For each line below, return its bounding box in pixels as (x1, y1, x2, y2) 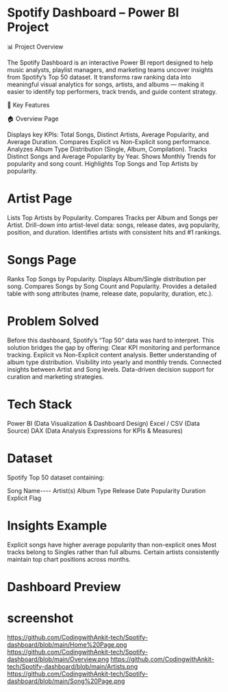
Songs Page (7, 252, 77, 268)
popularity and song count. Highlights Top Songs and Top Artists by (7, 159, 199, 167)
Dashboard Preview (7, 579, 121, 595)
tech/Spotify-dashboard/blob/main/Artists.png (7, 662, 138, 670)
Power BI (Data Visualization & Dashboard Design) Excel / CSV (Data (7, 419, 201, 427)
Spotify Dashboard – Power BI (7, 5, 179, 21)
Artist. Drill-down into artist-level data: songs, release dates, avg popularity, (7, 221, 220, 229)
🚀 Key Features (7, 101, 50, 109)
